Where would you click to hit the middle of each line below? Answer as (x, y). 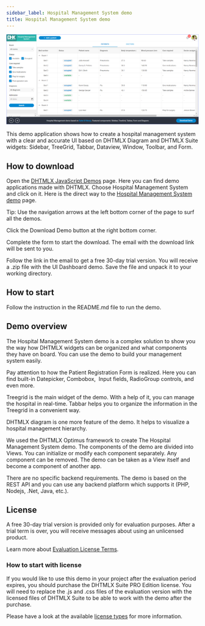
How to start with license (44, 565)
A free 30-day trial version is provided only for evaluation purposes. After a (101, 525)
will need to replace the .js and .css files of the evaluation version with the (99, 591)
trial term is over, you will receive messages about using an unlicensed (95, 531)
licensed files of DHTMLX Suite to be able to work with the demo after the (99, 598)
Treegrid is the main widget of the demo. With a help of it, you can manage (100, 397)
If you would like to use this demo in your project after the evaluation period (101, 578)
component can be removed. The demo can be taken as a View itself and (98, 460)
